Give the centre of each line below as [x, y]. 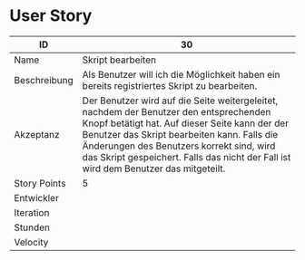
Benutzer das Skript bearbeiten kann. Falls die [180, 134]
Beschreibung [44, 80]
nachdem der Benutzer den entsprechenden [177, 111]
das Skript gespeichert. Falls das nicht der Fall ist [187, 157]
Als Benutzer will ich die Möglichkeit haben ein [181, 74]
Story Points [40, 183]
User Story [51, 16]
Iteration [32, 212]
